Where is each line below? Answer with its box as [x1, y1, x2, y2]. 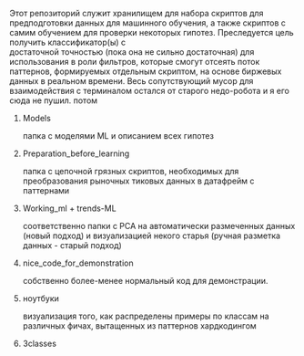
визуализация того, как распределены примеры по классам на [22, 310, 270, 321]
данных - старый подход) [22, 240, 123, 250]
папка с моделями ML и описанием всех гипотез [22, 131, 214, 141]
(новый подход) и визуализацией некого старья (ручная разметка [22, 230, 280, 241]
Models [22, 113, 52, 123]
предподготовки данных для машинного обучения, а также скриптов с [9, 17, 287, 28]
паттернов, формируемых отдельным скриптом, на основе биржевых [9, 66, 282, 77]
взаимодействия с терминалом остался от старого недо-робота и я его [9, 86, 289, 96]
